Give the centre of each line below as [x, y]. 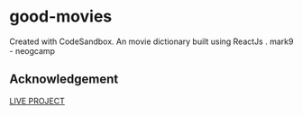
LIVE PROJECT [37, 101]
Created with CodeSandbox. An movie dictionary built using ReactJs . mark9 [151, 41]
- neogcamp [32, 50]
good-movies [61, 17]
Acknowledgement [64, 80]
